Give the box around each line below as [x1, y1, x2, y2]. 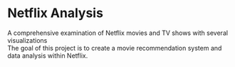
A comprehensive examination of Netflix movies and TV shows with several [7, 29, 229, 37]
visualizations [7, 36, 48, 44]
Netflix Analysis [7, 5, 103, 21]
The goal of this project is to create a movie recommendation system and [7, 43, 222, 52]
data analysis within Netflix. [7, 51, 88, 60]
